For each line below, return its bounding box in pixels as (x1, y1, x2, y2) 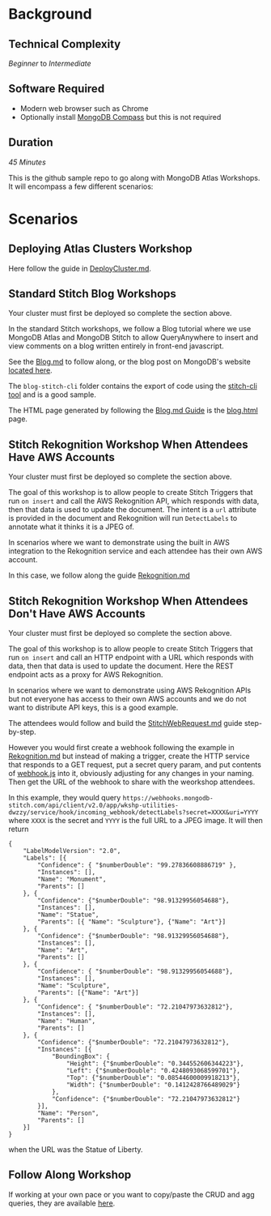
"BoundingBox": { (51, 1052, 111, 1061)
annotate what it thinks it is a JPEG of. (8, 522, 135, 531)
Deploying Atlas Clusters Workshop (8, 242, 193, 256)
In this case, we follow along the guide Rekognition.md (8, 570, 190, 580)
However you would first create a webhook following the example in (8, 743, 235, 753)
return (8, 824, 29, 834)
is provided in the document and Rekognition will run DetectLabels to (8, 514, 238, 523)
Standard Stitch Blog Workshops (8, 287, 176, 301)
